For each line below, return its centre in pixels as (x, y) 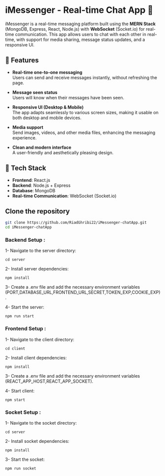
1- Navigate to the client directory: (40, 339)
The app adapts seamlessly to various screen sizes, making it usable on (85, 112)
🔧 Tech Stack (26, 168)
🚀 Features (22, 61)
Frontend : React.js (31, 180)
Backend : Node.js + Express (41, 185)
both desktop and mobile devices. (47, 118)
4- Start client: (20, 390)
